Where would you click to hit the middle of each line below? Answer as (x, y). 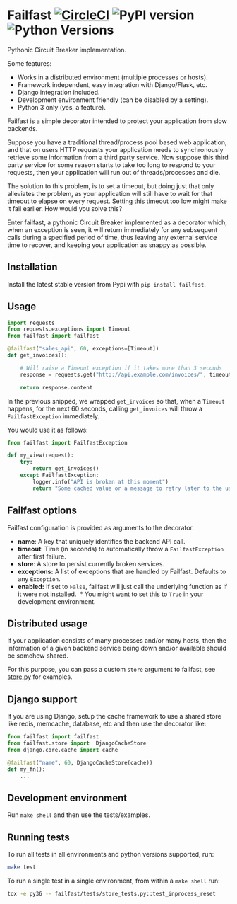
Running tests (39, 837)
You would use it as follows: (48, 430)
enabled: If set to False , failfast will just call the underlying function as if (122, 586)
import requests (31, 323)
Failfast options (42, 511)
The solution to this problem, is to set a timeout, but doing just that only (111, 186)
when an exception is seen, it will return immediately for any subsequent (113, 229)
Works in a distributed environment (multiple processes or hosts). (113, 77)
